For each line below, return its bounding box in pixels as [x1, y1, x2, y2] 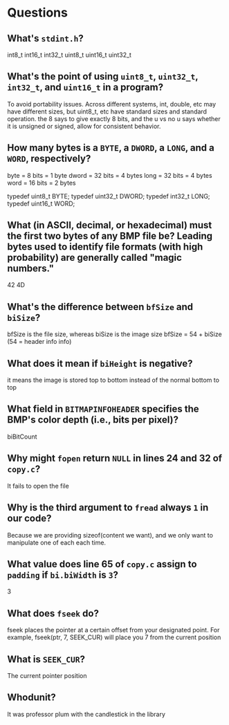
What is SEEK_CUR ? [7, 653, 85, 665]
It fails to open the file [7, 481, 69, 490]
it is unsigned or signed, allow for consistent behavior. [7, 122, 161, 130]
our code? [7, 513, 52, 524]
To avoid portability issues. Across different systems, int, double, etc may [7, 100, 217, 108]
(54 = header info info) [7, 338, 72, 346]
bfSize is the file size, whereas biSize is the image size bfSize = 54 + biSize [7, 330, 223, 338]
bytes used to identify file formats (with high [7, 241, 203, 253]
